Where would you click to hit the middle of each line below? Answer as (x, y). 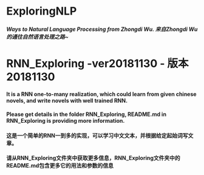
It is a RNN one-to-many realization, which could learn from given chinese (101, 94)
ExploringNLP (42, 11)
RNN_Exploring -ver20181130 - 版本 (98, 63)
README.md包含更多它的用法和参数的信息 (60, 166)
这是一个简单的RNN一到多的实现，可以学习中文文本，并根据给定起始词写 (97, 136)
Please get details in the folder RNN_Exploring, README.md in (87, 114)
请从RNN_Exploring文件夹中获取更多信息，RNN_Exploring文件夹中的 (93, 158)
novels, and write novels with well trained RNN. (67, 100)
